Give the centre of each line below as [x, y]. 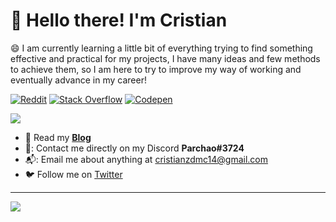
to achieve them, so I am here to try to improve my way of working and [156, 69]
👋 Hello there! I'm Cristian [119, 20]
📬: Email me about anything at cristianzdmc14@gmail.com [146, 159]
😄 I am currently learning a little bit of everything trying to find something [161, 48]
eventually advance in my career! [78, 80]
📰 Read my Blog [58, 137]
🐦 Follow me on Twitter [73, 174]
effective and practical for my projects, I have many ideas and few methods [165, 58]
